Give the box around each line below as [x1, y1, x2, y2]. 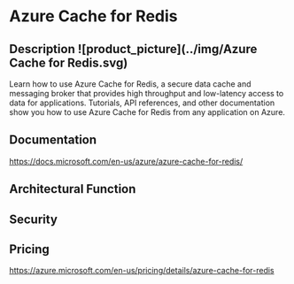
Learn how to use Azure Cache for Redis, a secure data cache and [9, 79, 251, 89]
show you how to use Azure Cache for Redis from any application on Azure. [9, 107, 286, 117]
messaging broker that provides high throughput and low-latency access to [9, 88, 284, 98]
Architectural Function [9, 181, 136, 196]
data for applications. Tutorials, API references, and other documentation [9, 97, 275, 108]
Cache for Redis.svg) [9, 55, 128, 70]
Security [9, 211, 58, 226]
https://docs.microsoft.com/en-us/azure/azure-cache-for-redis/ [9, 156, 244, 166]
